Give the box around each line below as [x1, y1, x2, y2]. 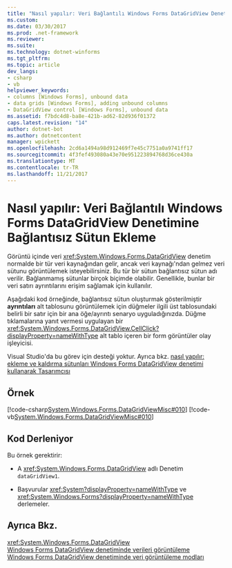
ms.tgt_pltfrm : [7, 55, 51, 62]
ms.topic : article [7, 61, 60, 68]
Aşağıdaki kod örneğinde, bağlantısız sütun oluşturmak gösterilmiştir [7, 295, 202, 304]
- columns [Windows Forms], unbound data [7, 94, 128, 101]
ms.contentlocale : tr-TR [7, 164, 79, 171]
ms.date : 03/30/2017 [7, 23, 67, 30]
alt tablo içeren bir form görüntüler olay [99, 332, 212, 340]
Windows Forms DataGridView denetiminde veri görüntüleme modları [7, 553, 204, 561]
